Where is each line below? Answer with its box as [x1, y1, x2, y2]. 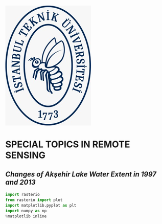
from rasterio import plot [5, 197, 63, 203]
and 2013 [5, 177, 36, 187]
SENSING [5, 149, 46, 161]
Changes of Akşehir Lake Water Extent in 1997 [5, 170, 157, 178]
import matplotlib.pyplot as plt [5, 203, 77, 208]
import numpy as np [5, 208, 47, 213]
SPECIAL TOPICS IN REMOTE [5, 139, 130, 150]
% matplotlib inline [5, 213, 47, 219]
